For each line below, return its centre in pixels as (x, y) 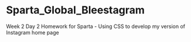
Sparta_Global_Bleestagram (75, 10)
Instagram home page (33, 32)
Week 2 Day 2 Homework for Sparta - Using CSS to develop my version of (96, 26)
